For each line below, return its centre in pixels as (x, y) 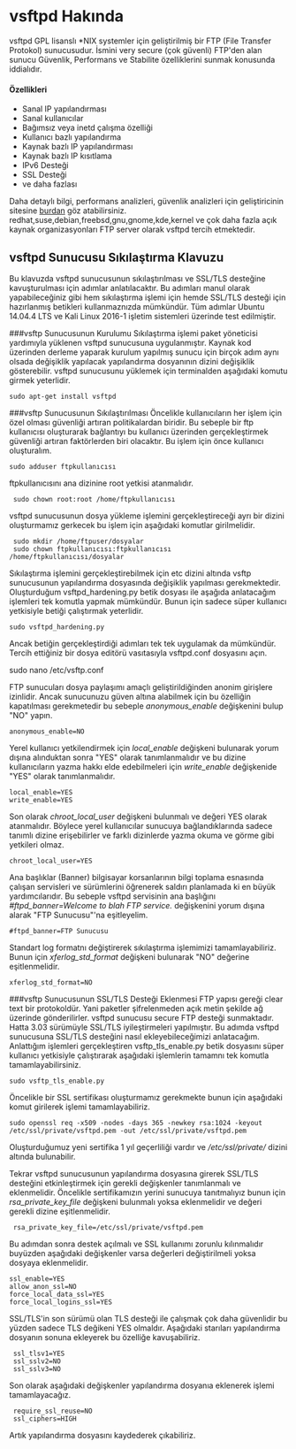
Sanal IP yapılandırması (65, 109)
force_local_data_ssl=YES (57, 1294)
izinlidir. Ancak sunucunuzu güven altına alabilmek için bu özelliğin (130, 696)
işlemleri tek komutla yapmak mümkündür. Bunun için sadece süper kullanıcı (148, 601)
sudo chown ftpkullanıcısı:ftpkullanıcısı (92, 549)
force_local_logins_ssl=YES (61, 1302)
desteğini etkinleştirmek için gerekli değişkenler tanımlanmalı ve (125, 1183)
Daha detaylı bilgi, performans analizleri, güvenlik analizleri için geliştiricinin (147, 202)
